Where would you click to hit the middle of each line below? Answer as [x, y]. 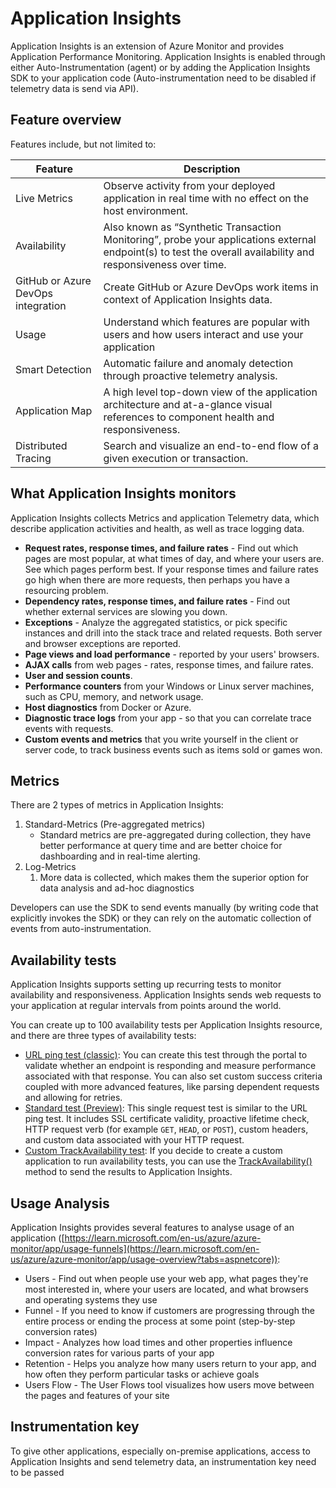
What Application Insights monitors [123, 493]
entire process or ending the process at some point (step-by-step [160, 1321]
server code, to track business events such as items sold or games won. [173, 749]
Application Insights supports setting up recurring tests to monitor [146, 984]
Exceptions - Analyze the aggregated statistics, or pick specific [156, 622]
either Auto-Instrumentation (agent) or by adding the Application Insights [160, 67]
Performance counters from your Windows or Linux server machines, [169, 686]
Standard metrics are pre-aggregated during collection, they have [175, 835]
